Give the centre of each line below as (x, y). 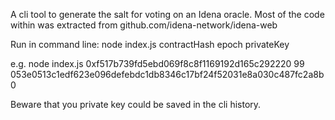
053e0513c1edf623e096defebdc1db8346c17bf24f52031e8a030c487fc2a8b (167, 74)
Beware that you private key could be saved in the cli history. (136, 104)
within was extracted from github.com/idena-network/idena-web (144, 25)
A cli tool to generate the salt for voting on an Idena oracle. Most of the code (167, 14)
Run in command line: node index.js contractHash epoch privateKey (150, 44)
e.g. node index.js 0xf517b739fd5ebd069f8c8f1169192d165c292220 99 (157, 63)
